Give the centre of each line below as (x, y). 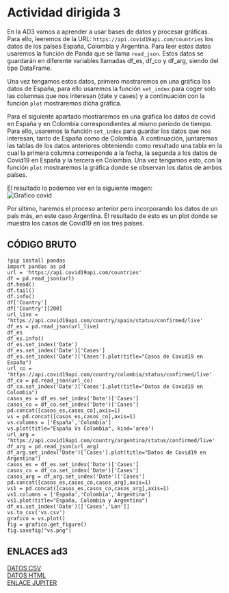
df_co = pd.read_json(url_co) (50, 380)
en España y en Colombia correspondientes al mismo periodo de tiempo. (110, 123)
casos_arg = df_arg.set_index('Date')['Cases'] (76, 476)
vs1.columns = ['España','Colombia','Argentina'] (79, 494)
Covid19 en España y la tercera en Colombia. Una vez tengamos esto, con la (114, 160)
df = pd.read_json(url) (41, 278)
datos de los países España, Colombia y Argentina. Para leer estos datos (109, 46)
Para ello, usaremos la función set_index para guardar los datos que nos (109, 131)
